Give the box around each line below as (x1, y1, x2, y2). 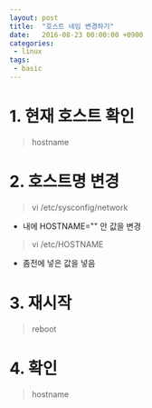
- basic (13, 65, 43, 74)
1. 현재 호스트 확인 (9, 106, 135, 127)
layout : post (9, 13, 59, 23)
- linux (13, 47, 43, 56)
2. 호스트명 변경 (9, 172, 119, 192)
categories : (9, 38, 54, 48)
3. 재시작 (9, 293, 72, 313)
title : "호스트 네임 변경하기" (9, 22, 115, 31)
